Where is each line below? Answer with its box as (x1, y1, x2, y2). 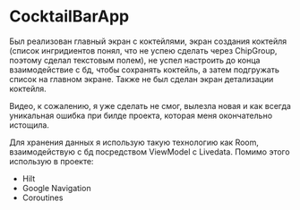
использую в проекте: (9, 155, 94, 166)
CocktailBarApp (9, 6, 130, 27)
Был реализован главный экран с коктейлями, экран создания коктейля (9, 36, 287, 46)
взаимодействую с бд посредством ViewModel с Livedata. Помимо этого (9, 146, 290, 157)
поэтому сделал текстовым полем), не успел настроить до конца (9, 55, 261, 65)
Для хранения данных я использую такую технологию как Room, (9, 137, 260, 147)
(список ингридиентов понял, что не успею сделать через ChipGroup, (9, 45, 278, 55)
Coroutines (21, 192, 64, 203)
